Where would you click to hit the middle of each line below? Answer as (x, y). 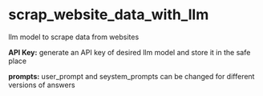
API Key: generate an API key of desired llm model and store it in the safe (129, 52)
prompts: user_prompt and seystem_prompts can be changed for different (131, 76)
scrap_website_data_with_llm (109, 15)
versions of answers (42, 85)
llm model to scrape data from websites (74, 37)
